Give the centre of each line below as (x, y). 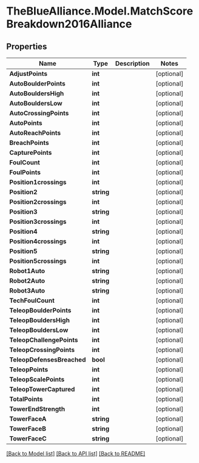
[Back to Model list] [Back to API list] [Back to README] (76, 454)
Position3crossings (38, 221)
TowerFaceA (28, 419)
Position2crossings (38, 202)
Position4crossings (38, 241)
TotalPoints (26, 399)
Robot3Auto (27, 291)
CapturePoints (31, 153)
